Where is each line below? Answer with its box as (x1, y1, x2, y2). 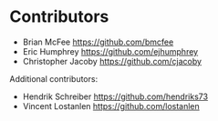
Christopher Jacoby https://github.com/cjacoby (22, 55, 202, 66)
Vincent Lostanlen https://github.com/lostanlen (22, 100, 201, 111)
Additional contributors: (9, 73, 99, 84)
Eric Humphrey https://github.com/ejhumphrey (22, 45, 199, 56)
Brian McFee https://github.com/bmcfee (22, 36, 174, 47)
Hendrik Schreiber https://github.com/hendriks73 (22, 91, 208, 102)
